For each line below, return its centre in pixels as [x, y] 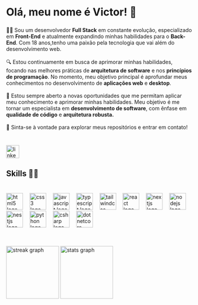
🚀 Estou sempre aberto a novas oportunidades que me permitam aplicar [94, 96]
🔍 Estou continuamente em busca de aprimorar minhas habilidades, [90, 62]
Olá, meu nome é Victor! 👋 [71, 12]
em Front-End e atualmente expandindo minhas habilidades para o [88, 36]
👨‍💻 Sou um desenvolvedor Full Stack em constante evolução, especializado [99, 30]
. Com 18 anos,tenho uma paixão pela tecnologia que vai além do [95, 43]
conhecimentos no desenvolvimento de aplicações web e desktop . [89, 83]
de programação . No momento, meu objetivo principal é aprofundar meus [97, 77]
